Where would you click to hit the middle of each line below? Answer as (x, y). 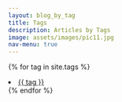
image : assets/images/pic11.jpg (61, 37)
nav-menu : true (33, 45)
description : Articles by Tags (59, 30)
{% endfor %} (31, 90)
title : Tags (28, 23)
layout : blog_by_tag (42, 15)
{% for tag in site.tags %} (49, 67)
